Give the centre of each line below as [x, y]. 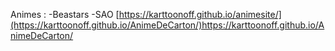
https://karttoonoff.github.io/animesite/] [200, 14]
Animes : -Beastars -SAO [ [65, 14]
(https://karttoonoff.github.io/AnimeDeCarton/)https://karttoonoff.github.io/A [167, 25]
